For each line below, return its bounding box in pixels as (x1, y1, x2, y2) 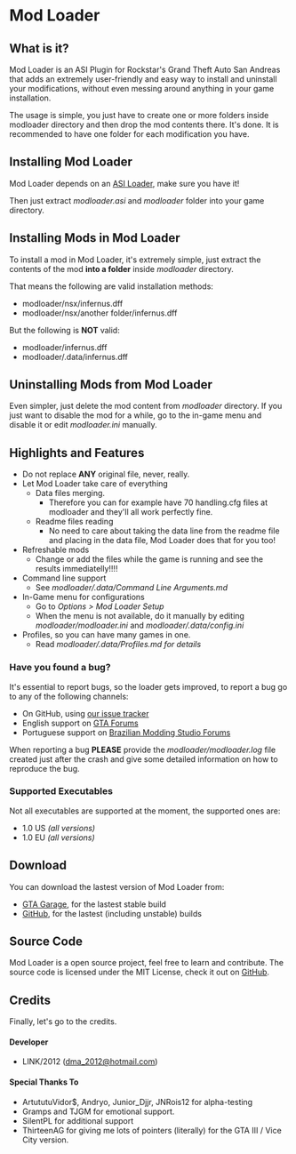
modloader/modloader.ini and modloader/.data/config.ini (35, 620, 244, 631)
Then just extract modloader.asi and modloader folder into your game (9, 195, 265, 205)
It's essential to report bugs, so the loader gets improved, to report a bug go (9, 681, 288, 692)
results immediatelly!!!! (35, 564, 118, 574)
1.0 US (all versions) (21, 822, 96, 833)
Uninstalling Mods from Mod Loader (9, 377, 213, 392)
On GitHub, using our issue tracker (21, 708, 149, 718)
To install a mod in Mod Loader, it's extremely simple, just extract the (9, 254, 261, 265)
